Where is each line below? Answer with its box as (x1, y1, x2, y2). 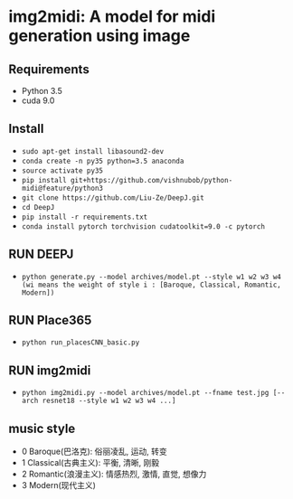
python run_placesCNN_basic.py (21, 338, 140, 347)
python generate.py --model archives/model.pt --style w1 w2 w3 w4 (21, 272, 281, 281)
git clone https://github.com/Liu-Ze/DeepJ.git (21, 193, 204, 202)
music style (8, 420, 76, 436)
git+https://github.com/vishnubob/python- (70, 175, 233, 184)
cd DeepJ (21, 202, 55, 212)
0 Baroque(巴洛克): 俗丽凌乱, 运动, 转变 (21, 446, 168, 457)
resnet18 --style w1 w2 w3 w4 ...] (42, 396, 176, 406)
